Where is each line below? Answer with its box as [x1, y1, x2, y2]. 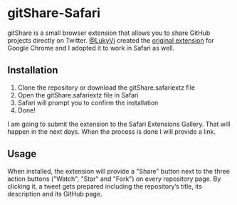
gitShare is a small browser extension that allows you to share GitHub [7, 28, 211, 37]
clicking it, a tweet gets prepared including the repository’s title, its [7, 182, 203, 190]
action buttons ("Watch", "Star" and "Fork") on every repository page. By [7, 174, 221, 183]
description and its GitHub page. [7, 189, 102, 198]
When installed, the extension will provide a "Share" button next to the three [7, 167, 230, 175]
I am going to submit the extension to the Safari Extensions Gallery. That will [7, 120, 231, 128]
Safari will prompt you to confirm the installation [17, 98, 159, 107]
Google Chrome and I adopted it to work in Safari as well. [7, 43, 175, 52]
